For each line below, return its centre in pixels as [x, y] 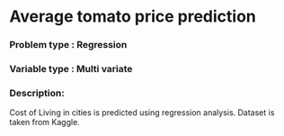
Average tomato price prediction [133, 17]
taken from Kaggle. [45, 122]
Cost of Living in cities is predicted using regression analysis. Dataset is [142, 113]
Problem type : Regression [68, 45]
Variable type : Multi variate [71, 69]
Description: [37, 93]
